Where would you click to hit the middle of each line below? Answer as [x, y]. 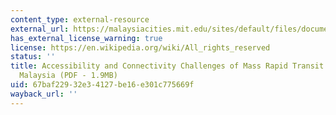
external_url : [40, 29]
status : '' [33, 57]
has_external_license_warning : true [86, 38]
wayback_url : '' [44, 94]
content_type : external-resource [80, 19]
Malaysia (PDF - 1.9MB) [68, 76]
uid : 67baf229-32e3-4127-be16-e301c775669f [102, 85]
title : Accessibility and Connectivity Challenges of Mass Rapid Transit [167, 66]
